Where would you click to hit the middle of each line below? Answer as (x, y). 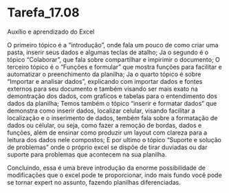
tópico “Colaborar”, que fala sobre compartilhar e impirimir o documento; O (113, 59)
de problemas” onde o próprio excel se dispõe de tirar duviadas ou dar (107, 147)
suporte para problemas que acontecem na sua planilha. (87, 154)
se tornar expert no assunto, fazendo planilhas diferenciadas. (94, 182)
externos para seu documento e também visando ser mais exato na (102, 89)
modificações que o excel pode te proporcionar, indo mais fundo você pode (115, 175)
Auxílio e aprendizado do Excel (51, 32)
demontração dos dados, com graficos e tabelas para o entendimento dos (112, 96)
